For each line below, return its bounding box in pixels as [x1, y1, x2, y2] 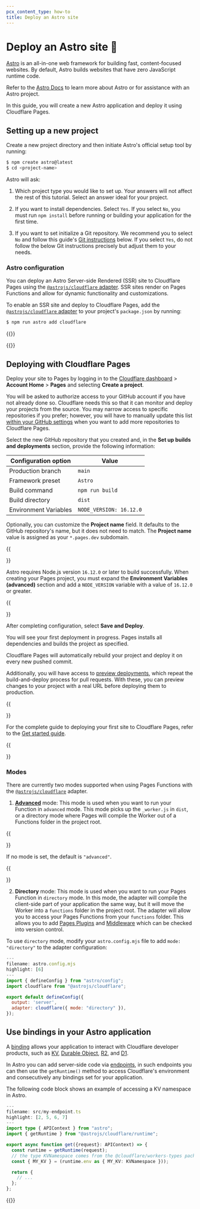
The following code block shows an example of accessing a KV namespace [6, 1085, 192, 1092]
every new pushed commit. [6, 658, 73, 665]
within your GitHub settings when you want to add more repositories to [6, 418, 180, 425]
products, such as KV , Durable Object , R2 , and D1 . [6, 1049, 129, 1057]
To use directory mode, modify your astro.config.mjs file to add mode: [6, 938, 181, 945]
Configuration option [10, 457, 71, 465]
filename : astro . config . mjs [6, 961, 76, 967]
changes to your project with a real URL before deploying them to [6, 682, 167, 689]
